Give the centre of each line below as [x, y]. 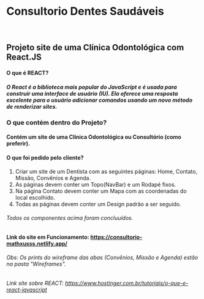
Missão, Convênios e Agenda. [53, 178]
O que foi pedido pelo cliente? [45, 158]
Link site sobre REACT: [35, 283]
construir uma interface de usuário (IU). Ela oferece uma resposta [92, 93]
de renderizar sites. [32, 106]
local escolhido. [35, 197]
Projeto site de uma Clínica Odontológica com [95, 48]
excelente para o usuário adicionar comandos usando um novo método [100, 100]
